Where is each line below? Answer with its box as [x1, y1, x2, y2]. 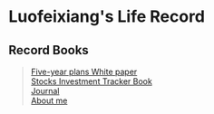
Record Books [8, 43, 90, 58]
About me [30, 95, 68, 106]
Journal [30, 86, 60, 96]
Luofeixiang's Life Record [8, 6, 206, 27]
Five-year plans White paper [30, 66, 138, 77]
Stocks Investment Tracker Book [30, 76, 153, 87]
